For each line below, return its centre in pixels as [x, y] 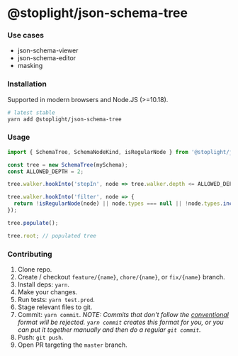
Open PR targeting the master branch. [72, 345]
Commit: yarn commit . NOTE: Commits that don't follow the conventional [123, 315]
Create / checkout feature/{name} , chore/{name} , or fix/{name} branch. [121, 277]
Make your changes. [47, 292]
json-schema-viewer [48, 50]
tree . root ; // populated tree [52, 235]
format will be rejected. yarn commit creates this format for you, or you [121, 322]
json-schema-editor [47, 58]
